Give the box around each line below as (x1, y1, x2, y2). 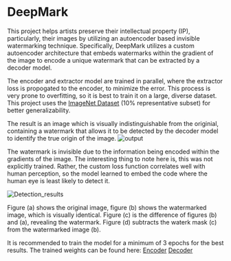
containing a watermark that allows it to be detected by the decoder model (7, 127, 219, 135)
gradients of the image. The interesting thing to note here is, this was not (7, 154, 213, 163)
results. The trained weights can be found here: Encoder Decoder (7, 246, 193, 254)
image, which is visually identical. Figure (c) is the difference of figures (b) (7, 211, 217, 219)
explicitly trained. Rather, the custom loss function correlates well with (7, 162, 206, 170)
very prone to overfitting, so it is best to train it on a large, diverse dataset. (7, 91, 217, 100)
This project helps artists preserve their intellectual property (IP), (7, 27, 190, 35)
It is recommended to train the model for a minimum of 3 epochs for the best (7, 238, 224, 247)
